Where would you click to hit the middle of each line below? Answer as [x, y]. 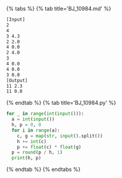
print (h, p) [27, 158]
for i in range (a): [36, 130]
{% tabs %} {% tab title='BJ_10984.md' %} [59, 9]
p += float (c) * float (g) [49, 147]
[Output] [17, 80]
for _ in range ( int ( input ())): [45, 114]
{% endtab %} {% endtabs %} [43, 170]
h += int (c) [32, 141]
